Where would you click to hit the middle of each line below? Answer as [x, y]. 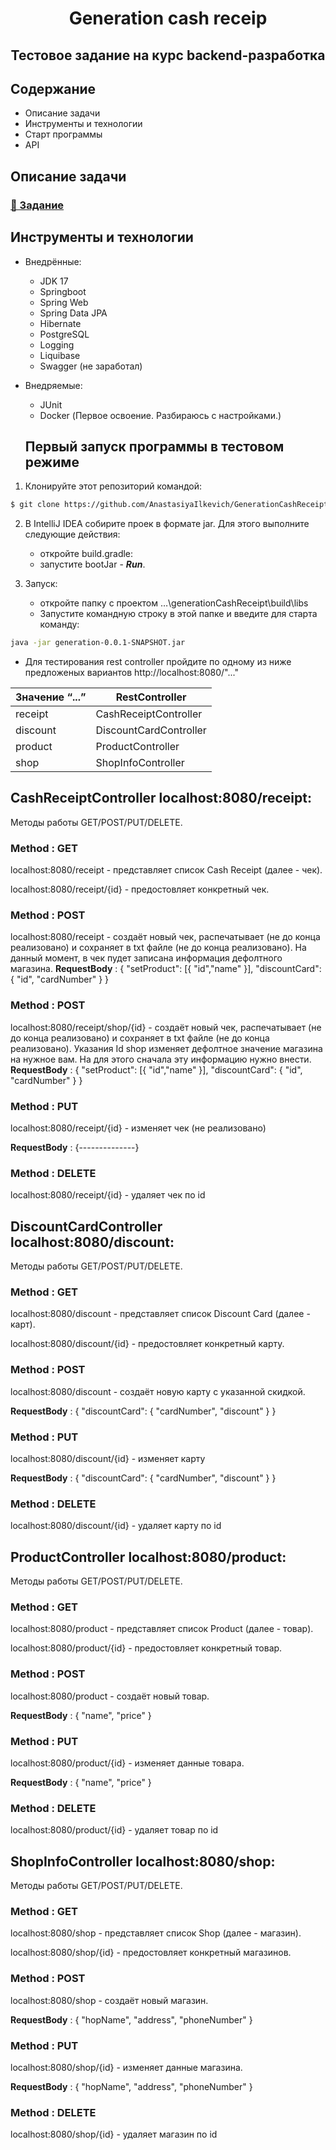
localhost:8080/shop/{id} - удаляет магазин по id [114, 2134]
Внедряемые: [53, 385]
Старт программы [63, 134]
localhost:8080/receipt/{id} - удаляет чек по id [108, 1195]
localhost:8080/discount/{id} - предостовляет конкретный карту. [147, 1344]
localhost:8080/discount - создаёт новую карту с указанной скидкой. [158, 1391]
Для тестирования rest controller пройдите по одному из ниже [158, 662]
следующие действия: [72, 534]
